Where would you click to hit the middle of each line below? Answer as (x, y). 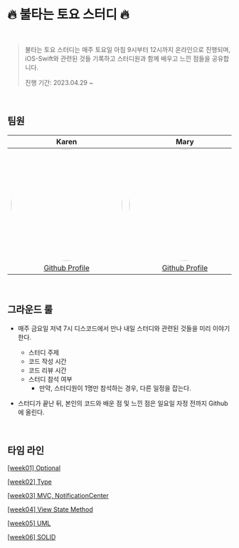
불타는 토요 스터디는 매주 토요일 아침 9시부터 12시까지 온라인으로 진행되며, (128, 49)
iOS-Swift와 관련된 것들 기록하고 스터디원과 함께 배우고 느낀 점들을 (117, 59)
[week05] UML (29, 523)
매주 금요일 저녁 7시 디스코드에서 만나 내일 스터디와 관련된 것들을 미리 (114, 328)
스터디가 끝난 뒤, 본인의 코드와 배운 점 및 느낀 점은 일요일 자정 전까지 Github (123, 403)
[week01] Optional (34, 468)
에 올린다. (31, 412)
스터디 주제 (43, 352)
